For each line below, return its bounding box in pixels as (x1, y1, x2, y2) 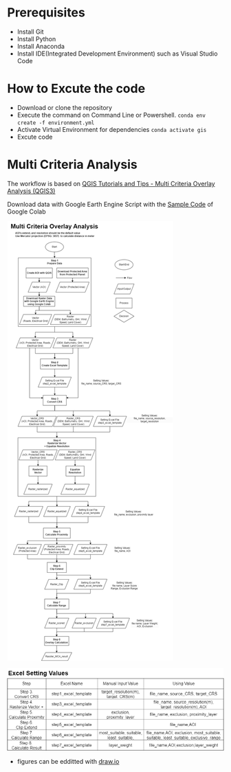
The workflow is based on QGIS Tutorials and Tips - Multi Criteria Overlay (7, 179, 215, 188)
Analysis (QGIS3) (7, 187, 56, 195)
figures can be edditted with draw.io (16, 758, 120, 766)
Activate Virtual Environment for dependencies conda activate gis (16, 125, 207, 133)
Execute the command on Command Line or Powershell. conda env (16, 111, 206, 119)
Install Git (16, 27, 44, 36)
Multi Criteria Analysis (7, 157, 137, 172)
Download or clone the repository (16, 103, 112, 111)
